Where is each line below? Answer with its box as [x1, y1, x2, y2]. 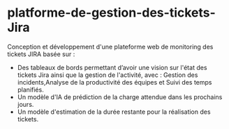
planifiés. [17, 85, 44, 94]
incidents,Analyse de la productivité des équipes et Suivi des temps [17, 78, 212, 86]
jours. [17, 100, 34, 108]
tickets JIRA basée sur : [7, 50, 75, 58]
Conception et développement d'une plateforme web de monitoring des [7, 42, 214, 51]
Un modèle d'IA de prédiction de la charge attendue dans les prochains [17, 92, 223, 101]
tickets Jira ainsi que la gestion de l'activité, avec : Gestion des [17, 71, 198, 79]
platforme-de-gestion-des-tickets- [7, 5, 216, 21]
